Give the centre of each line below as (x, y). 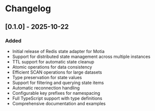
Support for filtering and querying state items (58, 83)
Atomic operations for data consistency (52, 67)
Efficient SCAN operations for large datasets (57, 72)
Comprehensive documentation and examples (59, 103)
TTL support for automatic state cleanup (53, 61)
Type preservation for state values (47, 77)
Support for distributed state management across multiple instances (81, 56)
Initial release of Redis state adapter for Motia (58, 51)
